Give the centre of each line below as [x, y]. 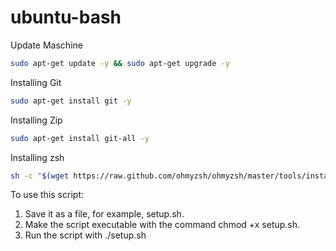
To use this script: [47, 195]
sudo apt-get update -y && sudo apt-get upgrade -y [120, 63]
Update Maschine [46, 45]
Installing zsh [37, 157]
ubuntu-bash [66, 17]
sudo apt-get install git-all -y [80, 138]
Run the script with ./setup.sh [85, 235]
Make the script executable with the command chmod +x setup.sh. [162, 225]
